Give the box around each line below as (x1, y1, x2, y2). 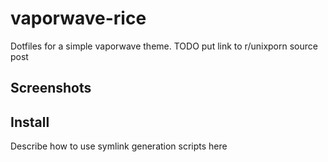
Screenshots (10, 80, 92, 97)
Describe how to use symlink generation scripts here (10, 140, 228, 152)
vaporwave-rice (10, 7, 147, 30)
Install (10, 113, 50, 131)
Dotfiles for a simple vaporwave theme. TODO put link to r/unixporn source (10, 40, 318, 52)
